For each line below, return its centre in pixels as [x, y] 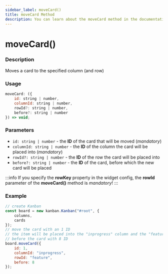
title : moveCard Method [30, 15]
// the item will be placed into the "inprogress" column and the [76, 234]
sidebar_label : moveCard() [33, 10]
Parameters [19, 130]
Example [16, 196]
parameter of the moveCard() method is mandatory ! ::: [62, 183]
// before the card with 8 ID [37, 239]
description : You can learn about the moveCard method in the [71, 19]
